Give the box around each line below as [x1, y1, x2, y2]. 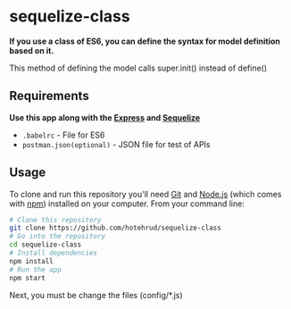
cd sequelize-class [9, 240, 82, 249]
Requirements [9, 88, 89, 104]
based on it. [9, 45, 54, 55]
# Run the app [9, 265, 62, 274]
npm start [9, 273, 46, 282]
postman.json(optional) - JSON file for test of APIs [21, 138, 211, 149]
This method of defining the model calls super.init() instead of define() [9, 63, 268, 73]
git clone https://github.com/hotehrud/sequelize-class [9, 223, 221, 233]
